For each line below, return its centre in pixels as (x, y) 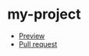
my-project (44, 14)
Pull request (38, 44)
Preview (32, 36)
